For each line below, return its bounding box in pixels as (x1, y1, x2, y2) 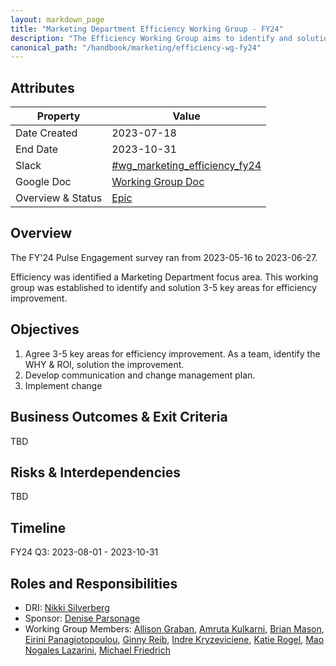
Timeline (10, 519, 67, 536)
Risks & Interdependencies (10, 464, 181, 481)
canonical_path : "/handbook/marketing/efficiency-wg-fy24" (10, 42, 262, 53)
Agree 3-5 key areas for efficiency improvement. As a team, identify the (24, 347, 321, 360)
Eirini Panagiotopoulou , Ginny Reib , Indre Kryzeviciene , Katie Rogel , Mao (24, 633, 325, 645)
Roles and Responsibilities (10, 575, 178, 592)
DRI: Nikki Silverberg (24, 601, 110, 613)
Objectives (10, 321, 80, 338)
